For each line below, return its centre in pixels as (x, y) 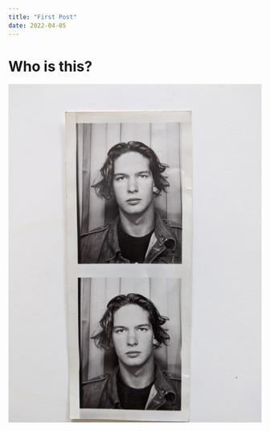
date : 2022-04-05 (37, 25)
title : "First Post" (43, 17)
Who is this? (50, 66)
